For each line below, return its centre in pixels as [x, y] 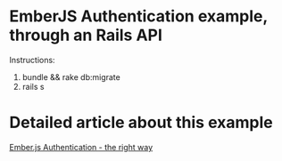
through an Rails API [86, 35]
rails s [33, 86]
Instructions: [32, 60]
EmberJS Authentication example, [138, 16]
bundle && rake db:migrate [71, 76]
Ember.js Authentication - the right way [81, 147]
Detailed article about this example [141, 123]
